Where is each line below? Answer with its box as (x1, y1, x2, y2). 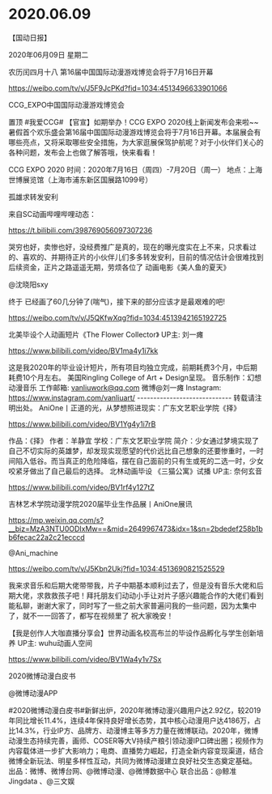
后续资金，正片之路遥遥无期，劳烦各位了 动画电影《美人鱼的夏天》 (8, 262, 231, 272)
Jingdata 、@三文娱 (8, 776, 75, 786)
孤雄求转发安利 (8, 192, 58, 202)
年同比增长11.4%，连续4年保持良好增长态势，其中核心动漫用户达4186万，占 (8, 715, 261, 725)
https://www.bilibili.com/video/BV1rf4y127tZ (8, 482, 155, 492)
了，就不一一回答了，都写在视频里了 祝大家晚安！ (8, 610, 174, 620)
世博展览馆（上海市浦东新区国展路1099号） (8, 175, 152, 185)
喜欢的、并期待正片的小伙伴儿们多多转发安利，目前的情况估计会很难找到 (22, 252, 264, 261)
